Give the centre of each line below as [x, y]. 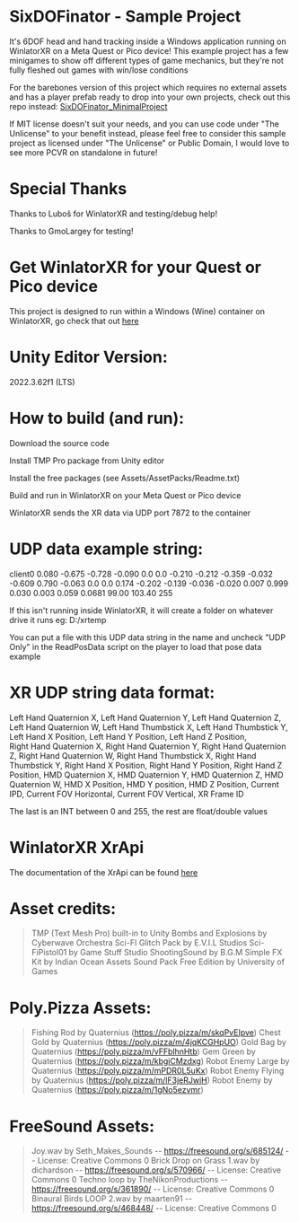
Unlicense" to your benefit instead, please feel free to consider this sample [148, 133]
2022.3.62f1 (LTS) [42, 382]
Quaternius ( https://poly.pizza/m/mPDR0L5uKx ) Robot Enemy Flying [158, 1071]
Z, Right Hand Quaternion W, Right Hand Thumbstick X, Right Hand [133, 755]
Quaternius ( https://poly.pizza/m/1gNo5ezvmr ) [117, 1090]
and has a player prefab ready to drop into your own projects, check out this [150, 97]
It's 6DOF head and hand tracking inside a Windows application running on [148, 41]
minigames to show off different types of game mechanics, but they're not [147, 60]
